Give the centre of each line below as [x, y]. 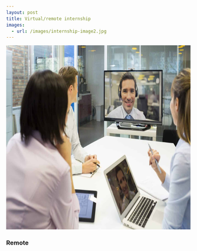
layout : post [22, 12]
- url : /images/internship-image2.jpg [59, 31]
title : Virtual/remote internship [49, 19]
